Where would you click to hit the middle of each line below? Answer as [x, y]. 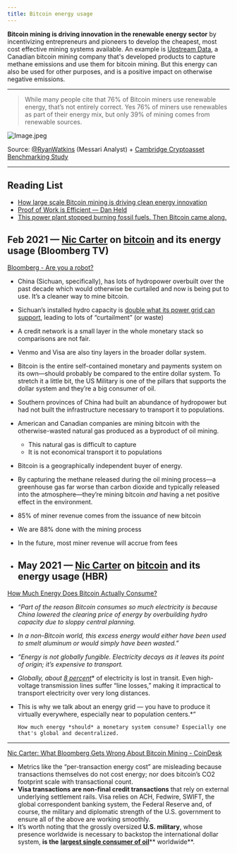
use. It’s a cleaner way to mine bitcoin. [73, 297]
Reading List [35, 185]
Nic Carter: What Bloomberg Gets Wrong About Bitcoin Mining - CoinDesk [115, 753]
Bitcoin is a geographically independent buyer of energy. [100, 466]
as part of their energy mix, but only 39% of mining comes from [117, 114]
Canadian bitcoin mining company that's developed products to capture [111, 56]
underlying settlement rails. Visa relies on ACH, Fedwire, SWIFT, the [116, 797]
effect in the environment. [55, 502]
